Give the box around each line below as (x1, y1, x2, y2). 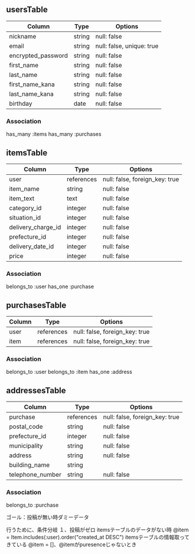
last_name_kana (9, 90, 54, 98)
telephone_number (9, 471, 62, 479)
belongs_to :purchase (6, 501, 59, 509)
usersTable (6, 5, 48, 15)
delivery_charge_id (9, 223, 61, 231)
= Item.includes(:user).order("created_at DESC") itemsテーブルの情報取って (6, 534, 190, 541)
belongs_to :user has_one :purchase (6, 283, 95, 290)
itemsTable (6, 148, 48, 158)
